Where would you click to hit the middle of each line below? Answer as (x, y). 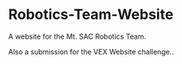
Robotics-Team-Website (91, 15)
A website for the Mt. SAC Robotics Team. (77, 36)
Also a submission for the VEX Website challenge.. (91, 51)
